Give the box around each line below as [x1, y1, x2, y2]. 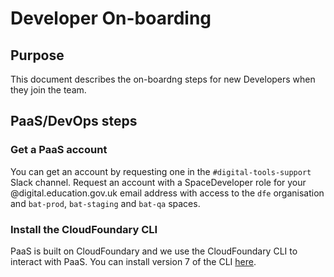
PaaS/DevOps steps [10, 113, 138, 130]
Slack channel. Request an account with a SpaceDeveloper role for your [10, 176, 307, 188]
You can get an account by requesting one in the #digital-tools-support [10, 165, 312, 177]
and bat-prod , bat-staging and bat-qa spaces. [10, 197, 201, 209]
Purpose [10, 47, 65, 64]
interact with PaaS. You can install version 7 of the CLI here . [10, 255, 257, 267]
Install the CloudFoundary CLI [10, 222, 158, 236]
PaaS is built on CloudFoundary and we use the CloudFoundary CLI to [10, 245, 298, 257]
